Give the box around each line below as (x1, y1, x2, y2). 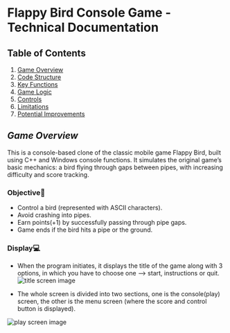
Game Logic (17, 88, 52, 96)
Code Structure (17, 73, 62, 81)
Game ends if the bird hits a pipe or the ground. (17, 225, 153, 234)
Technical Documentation (7, 19, 159, 35)
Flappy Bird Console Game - (7, 5, 171, 21)
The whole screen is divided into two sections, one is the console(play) (17, 290, 220, 298)
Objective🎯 (7, 187, 46, 197)
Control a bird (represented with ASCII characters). (17, 203, 163, 212)
